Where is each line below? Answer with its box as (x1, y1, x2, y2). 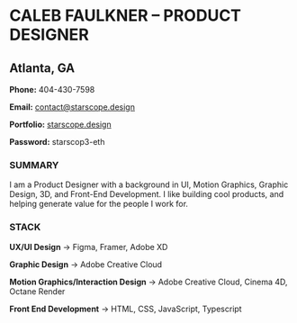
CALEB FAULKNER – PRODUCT (9, 5, 241, 26)
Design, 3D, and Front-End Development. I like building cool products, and (9, 189, 284, 200)
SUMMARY (9, 158, 59, 171)
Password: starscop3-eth (9, 137, 105, 147)
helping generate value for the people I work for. (9, 199, 189, 210)
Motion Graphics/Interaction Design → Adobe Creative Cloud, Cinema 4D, (9, 276, 288, 287)
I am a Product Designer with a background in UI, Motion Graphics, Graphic (9, 179, 289, 190)
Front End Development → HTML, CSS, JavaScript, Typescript (9, 303, 242, 314)
